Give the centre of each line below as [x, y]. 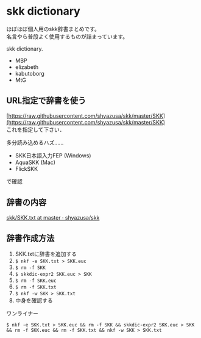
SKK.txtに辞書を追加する [46, 254]
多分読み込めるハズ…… [35, 142]
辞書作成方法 [30, 238]
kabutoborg [30, 73]
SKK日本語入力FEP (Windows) [53, 155]
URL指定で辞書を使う [46, 101]
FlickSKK [26, 168]
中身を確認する [34, 301]
